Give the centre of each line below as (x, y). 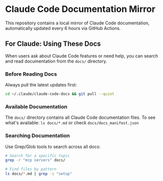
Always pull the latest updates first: (41, 85)
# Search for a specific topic (38, 156)
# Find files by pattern (31, 169)
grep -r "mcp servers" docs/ (35, 160)
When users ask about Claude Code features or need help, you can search (81, 56)
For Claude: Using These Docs (53, 44)
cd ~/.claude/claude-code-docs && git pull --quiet (60, 94)
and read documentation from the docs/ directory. (56, 61)
